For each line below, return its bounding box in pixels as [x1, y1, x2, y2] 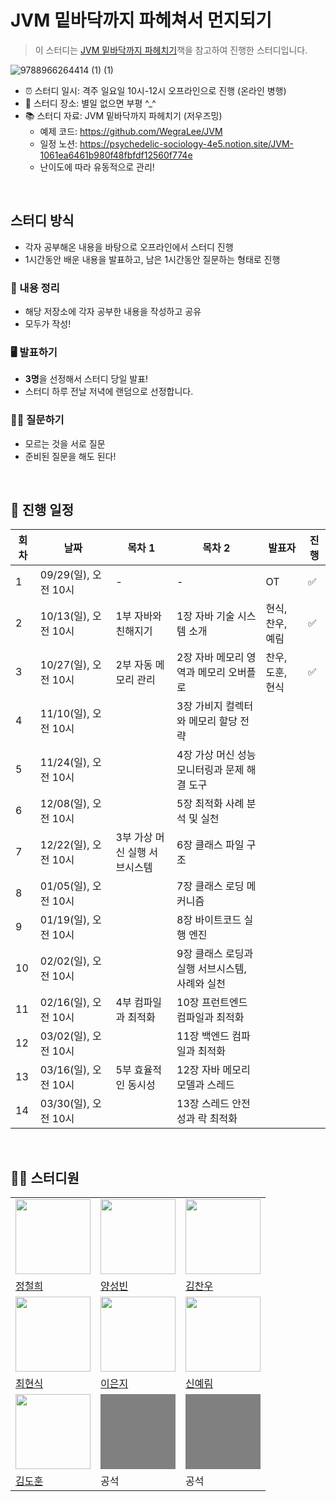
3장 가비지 [176, 699, 223, 713]
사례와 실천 [176, 977, 227, 991]
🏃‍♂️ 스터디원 [10, 1169, 80, 1186]
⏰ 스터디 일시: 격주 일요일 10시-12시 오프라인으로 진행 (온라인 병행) [24, 84, 287, 96]
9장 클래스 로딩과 [176, 947, 254, 961]
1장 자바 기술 [176, 609, 235, 623]
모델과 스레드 [176, 1078, 235, 1092]
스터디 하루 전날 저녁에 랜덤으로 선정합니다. [24, 386, 194, 398]
